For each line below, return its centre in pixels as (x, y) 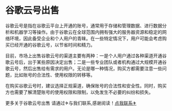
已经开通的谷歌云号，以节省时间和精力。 (52, 45)
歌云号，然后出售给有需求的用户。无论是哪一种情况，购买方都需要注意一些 (84, 68)
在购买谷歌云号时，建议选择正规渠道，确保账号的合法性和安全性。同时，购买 (86, 85)
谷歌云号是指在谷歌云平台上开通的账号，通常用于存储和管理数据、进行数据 (84, 26)
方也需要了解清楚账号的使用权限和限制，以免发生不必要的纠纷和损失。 (79, 92)
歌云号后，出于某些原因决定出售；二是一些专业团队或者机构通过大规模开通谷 (86, 62)
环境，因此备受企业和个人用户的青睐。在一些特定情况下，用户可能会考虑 (86, 38)
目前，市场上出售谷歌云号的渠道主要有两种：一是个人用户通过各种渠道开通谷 (86, 55)
